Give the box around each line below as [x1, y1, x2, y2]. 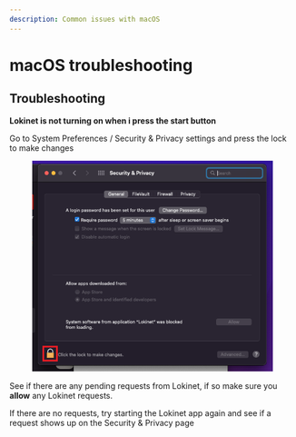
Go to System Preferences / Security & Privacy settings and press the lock [9, 133, 288, 144]
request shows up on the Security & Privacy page [9, 417, 195, 428]
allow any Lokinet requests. [9, 390, 113, 401]
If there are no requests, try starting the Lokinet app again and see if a [9, 407, 271, 418]
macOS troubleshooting [9, 55, 193, 75]
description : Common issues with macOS [9, 15, 161, 24]
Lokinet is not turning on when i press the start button [9, 114, 216, 126]
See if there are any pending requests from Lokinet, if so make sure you [9, 380, 278, 391]
